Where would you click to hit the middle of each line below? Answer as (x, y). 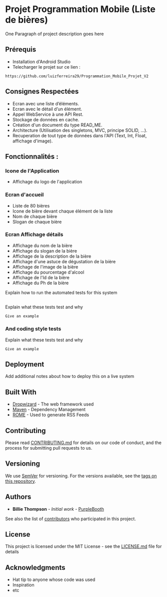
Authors (18, 497)
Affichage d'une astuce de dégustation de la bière (64, 261)
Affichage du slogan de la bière (45, 251)
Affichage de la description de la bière (52, 256)
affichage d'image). (32, 141)
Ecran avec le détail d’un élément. (47, 109)
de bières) (27, 20)
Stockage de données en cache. (46, 119)
